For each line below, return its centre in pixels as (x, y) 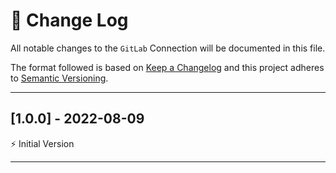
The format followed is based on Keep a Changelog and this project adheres (167, 67)
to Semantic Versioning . (59, 78)
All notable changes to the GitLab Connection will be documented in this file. (168, 48)
